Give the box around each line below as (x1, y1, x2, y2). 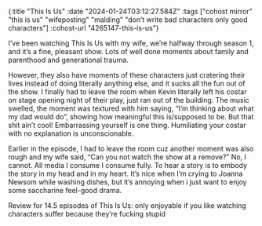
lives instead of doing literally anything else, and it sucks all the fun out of (8, 78, 246, 88)
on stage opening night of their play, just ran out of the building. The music (8, 96, 249, 104)
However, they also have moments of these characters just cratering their (8, 71, 246, 79)
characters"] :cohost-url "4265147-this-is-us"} (8, 24, 159, 32)
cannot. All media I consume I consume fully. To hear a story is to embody (8, 161, 248, 169)
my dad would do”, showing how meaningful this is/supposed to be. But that (8, 112, 254, 121)
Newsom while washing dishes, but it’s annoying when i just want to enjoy (8, 177, 247, 187)
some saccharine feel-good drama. (8, 186, 122, 195)
